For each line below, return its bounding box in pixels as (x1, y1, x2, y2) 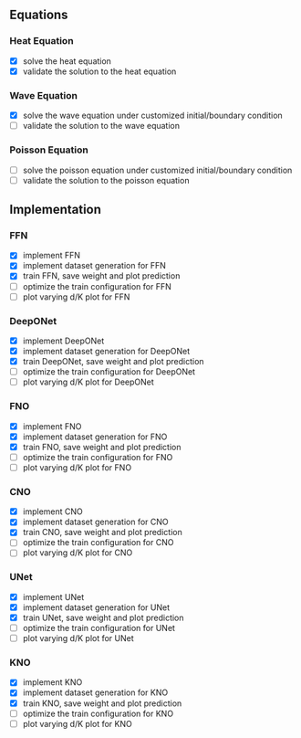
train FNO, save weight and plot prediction (22, 441, 182, 452)
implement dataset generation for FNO (22, 431, 168, 442)
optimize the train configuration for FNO (22, 451, 173, 462)
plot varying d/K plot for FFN (22, 291, 130, 302)
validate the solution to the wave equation (22, 121, 181, 132)
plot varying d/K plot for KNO (22, 718, 132, 729)
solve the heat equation (22, 55, 112, 67)
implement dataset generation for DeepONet (22, 346, 191, 357)
